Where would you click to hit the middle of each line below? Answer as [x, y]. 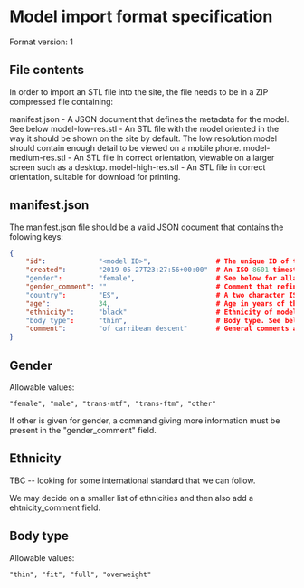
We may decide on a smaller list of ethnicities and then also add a [132, 498]
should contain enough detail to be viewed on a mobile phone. [125, 147]
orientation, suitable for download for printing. [95, 176]
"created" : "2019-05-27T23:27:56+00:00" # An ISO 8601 [147, 270]
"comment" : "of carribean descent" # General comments [157, 329]
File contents [47, 70]
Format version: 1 [42, 42]
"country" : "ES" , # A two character [155, 295]
